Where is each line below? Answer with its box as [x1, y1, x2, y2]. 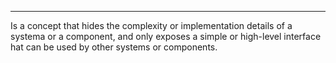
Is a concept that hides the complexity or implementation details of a [10, 20, 293, 31]
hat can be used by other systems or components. [10, 41, 218, 53]
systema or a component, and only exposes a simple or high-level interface [10, 31, 322, 42]
